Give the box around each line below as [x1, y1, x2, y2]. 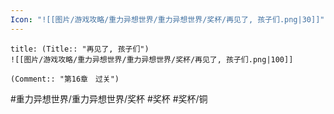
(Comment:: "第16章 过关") [10, 74, 120, 84]
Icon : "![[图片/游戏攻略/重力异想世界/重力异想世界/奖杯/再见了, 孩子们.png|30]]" [10, 14, 325, 25]
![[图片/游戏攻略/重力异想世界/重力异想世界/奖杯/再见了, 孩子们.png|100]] [10, 54, 294, 65]
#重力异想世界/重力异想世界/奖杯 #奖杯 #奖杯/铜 [10, 92, 208, 105]
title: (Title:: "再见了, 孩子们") [10, 44, 150, 54]
